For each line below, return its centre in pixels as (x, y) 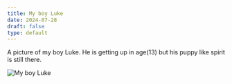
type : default (28, 33)
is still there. (25, 60)
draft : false (26, 26)
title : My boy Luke (35, 13)
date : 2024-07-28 (32, 20)
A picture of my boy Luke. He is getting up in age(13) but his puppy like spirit (116, 52)
